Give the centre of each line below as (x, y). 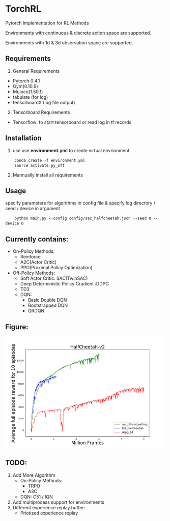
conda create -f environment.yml (50, 160)
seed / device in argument (33, 209)
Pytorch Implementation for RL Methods (47, 23)
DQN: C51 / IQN (37, 497)
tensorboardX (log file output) (44, 102)
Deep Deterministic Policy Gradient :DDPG (65, 284)
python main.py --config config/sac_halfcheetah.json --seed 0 (83, 219)
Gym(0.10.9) (25, 86)
